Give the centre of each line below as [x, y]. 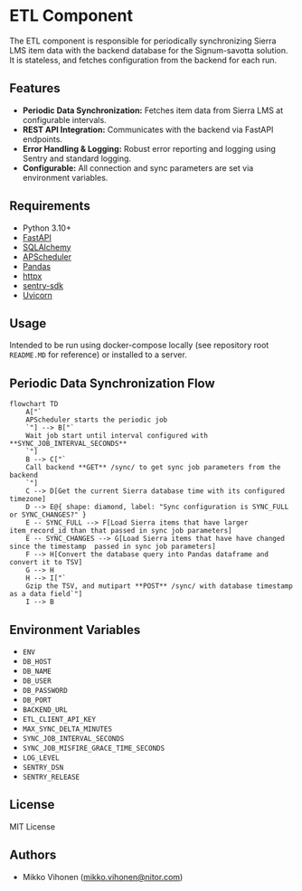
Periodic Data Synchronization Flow [112, 383]
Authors [33, 855]
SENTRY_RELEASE [51, 777]
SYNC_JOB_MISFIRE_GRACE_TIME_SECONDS [94, 748]
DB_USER [37, 681]
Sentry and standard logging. [77, 158]
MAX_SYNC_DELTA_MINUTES [67, 729]
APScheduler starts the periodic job [97, 420]
